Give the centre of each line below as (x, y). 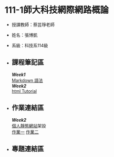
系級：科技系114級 (30, 45)
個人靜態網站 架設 (29, 126)
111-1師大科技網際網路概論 (57, 10)
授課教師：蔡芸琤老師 (33, 25)
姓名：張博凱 (24, 35)
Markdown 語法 (27, 80)
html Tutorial (24, 91)
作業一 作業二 (25, 132)
